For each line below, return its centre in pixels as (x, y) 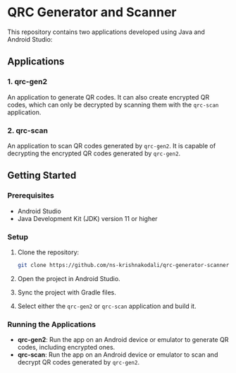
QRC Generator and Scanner (92, 12)
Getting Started (42, 176)
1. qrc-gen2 (27, 82)
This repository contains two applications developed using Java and (106, 32)
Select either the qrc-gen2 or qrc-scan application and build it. (107, 306)
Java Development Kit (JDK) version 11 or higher (87, 218)
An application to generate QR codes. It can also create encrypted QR (108, 97)
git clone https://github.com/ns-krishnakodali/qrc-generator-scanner (123, 265)
